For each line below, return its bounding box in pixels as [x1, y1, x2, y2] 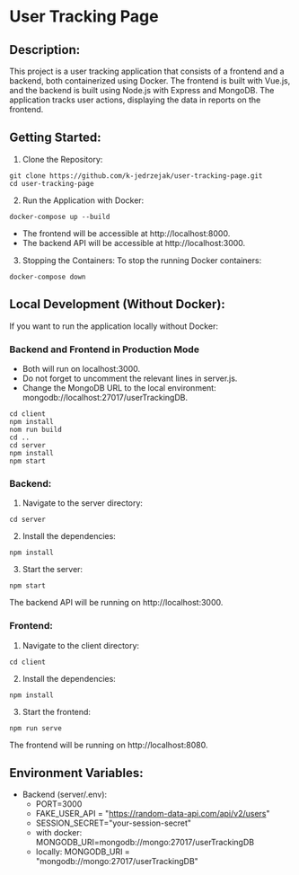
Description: [9, 42, 81, 57]
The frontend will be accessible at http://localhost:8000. [22, 227, 231, 239]
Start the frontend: [22, 706, 92, 717]
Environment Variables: [9, 765, 144, 781]
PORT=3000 [35, 799, 83, 809]
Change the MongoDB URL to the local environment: [22, 382, 217, 393]
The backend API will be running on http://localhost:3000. [9, 597, 224, 608]
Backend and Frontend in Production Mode [9, 343, 200, 356]
